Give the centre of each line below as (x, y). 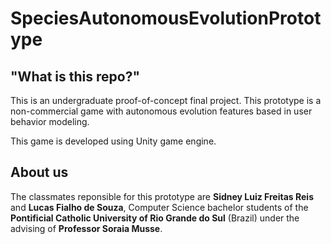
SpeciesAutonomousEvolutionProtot (166, 18)
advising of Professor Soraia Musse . (86, 228)
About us (39, 172)
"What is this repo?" (75, 76)
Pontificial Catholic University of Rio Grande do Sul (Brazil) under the (155, 218)
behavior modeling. (50, 121)
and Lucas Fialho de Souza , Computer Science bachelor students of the (159, 207)
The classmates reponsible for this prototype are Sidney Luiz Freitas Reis (162, 196)
